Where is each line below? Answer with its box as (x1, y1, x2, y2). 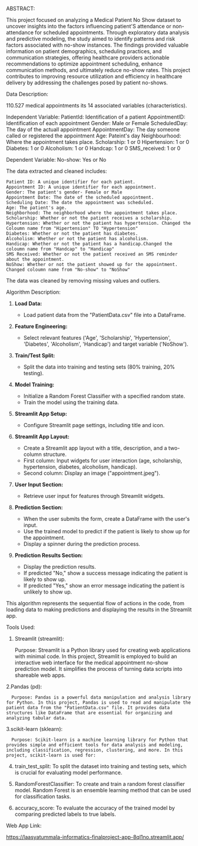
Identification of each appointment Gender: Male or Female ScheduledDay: (6, 120, 188, 126)
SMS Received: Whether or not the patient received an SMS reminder (6, 251, 178, 257)
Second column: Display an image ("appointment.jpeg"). (23, 470, 161, 477)
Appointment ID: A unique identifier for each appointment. (6, 184, 157, 190)
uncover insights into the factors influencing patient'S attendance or (6, 23, 171, 29)
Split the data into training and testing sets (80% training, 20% (23, 363, 176, 370)
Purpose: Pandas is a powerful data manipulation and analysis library (11, 694, 192, 700)
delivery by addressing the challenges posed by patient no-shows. (6, 79, 168, 86)
